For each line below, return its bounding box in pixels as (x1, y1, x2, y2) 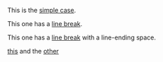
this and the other (7, 47, 59, 55)
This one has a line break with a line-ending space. (7, 33, 157, 42)
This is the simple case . (7, 6, 77, 14)
